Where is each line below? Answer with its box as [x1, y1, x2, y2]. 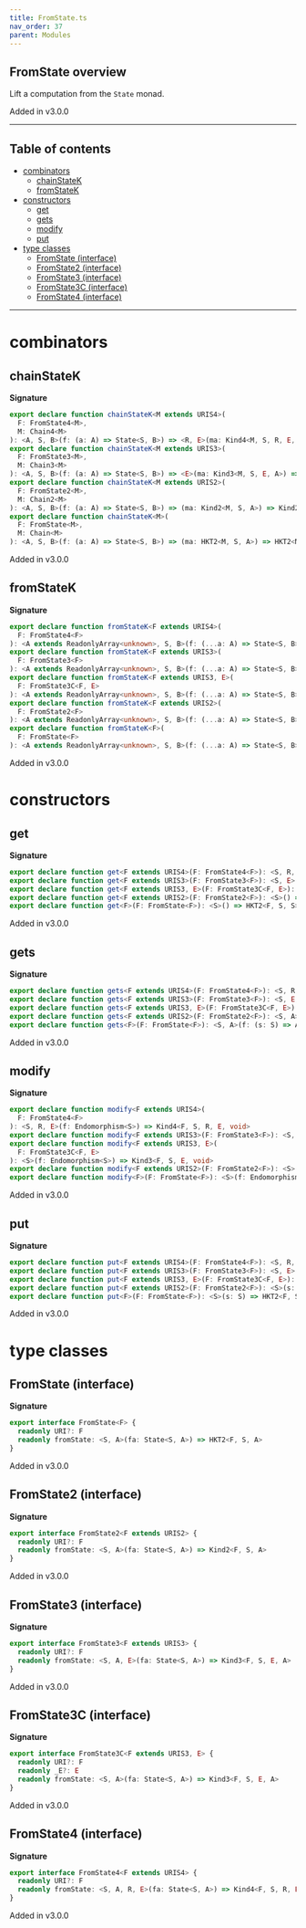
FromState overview [9, 64, 127, 79]
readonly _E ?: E [17, 1766, 79, 1776]
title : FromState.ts [9, 13, 88, 23]
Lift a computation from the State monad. [9, 89, 165, 100]
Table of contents [9, 141, 111, 156]
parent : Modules [9, 30, 71, 39]
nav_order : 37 [9, 22, 64, 31]
